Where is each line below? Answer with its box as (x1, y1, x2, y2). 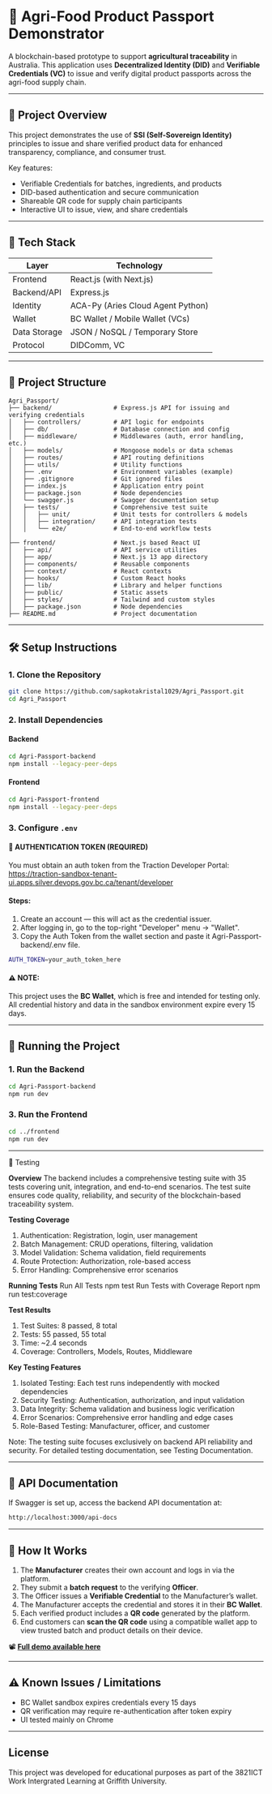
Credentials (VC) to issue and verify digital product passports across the (8, 68, 252, 78)
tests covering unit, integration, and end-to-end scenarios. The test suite (8, 1181, 251, 1191)
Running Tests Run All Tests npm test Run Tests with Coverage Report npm (8, 1280, 261, 1290)
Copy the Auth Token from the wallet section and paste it (19, 931, 210, 940)
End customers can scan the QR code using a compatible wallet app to (19, 1617, 257, 1627)
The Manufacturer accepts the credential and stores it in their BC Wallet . (19, 1600, 263, 1610)
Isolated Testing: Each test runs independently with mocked (19, 1378, 220, 1387)
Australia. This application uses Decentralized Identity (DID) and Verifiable (8, 60, 261, 70)
